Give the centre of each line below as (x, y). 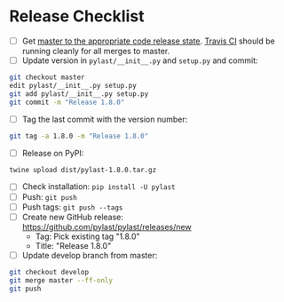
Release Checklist (77, 16)
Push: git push (49, 196)
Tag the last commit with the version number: (105, 119)
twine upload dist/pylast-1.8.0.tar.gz (83, 170)
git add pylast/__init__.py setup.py (79, 94)
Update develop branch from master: (90, 255)
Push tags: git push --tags (72, 207)
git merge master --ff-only (61, 280)
